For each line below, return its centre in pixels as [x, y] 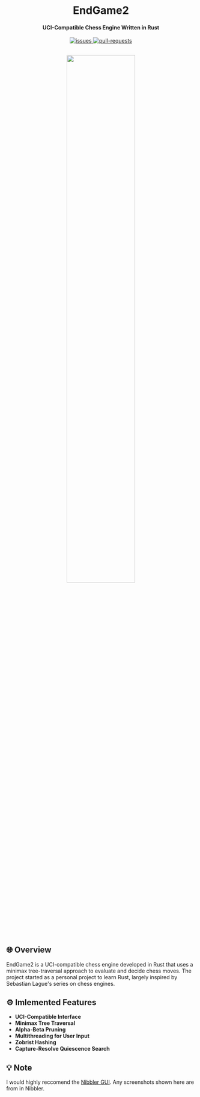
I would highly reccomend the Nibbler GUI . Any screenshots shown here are [100, 1082]
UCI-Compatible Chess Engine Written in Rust [101, 27]
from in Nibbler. [26, 1089]
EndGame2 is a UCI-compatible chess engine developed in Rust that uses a [100, 964]
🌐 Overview [29, 950]
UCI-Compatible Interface [48, 1017]
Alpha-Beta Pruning [40, 1030]
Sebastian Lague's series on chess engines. [61, 983]
